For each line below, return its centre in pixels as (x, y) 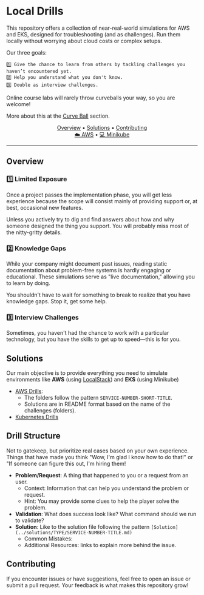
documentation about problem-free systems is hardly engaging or (89, 270)
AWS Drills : (29, 391)
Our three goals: (27, 52)
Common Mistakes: (48, 539)
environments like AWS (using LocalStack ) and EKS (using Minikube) (93, 380)
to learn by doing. (28, 283)
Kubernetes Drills (37, 417)
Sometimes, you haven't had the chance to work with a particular (88, 333)
